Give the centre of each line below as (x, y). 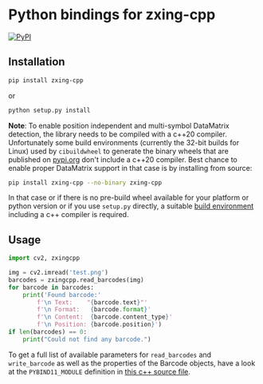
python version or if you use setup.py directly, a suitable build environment (131, 206)
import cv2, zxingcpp (44, 258)
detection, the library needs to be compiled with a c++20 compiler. (118, 134)
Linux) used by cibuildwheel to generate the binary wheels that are (118, 151)
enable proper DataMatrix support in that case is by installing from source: (130, 168)
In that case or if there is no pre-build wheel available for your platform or (129, 198)
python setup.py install (49, 110)
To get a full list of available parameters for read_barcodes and (110, 354)
